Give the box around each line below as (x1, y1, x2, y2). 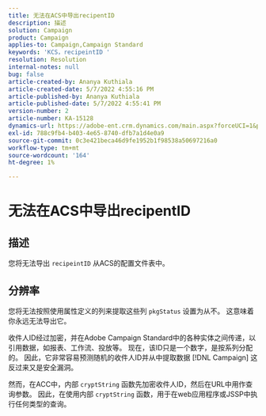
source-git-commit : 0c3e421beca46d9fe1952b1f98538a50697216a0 (8, 136, 218, 145)
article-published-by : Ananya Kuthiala (8, 93, 140, 100)
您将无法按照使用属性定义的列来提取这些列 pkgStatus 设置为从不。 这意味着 (8, 306, 255, 316)
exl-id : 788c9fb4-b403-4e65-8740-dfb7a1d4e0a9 (8, 129, 165, 137)
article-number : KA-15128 (8, 115, 93, 123)
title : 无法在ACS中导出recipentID (8, 11, 115, 20)
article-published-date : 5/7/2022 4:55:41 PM (8, 100, 161, 108)
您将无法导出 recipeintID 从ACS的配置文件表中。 (8, 259, 170, 268)
